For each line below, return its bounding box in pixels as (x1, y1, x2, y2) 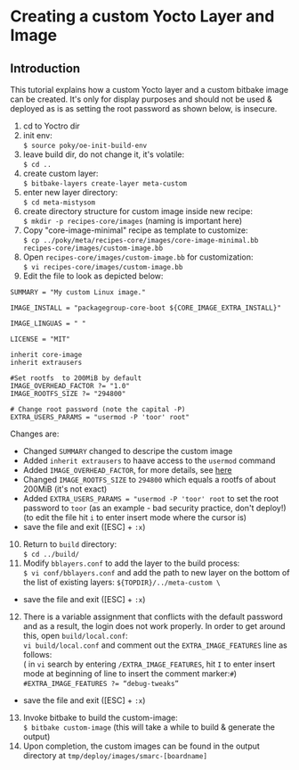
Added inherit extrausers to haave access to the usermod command (22, 455, 276, 466)
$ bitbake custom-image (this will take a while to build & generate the (22, 722, 275, 733)
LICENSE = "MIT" (10, 335, 70, 344)
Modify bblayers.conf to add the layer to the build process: (22, 558, 240, 568)
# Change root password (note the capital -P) (10, 405, 186, 414)
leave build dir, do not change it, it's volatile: (22, 149, 185, 160)
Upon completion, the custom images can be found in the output (22, 741, 261, 751)
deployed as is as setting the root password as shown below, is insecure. (10, 103, 278, 113)
